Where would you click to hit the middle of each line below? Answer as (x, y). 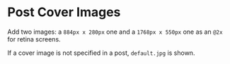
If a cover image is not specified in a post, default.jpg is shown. (101, 53)
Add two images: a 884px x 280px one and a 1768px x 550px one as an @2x (115, 32)
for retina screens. (34, 39)
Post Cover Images (64, 12)
